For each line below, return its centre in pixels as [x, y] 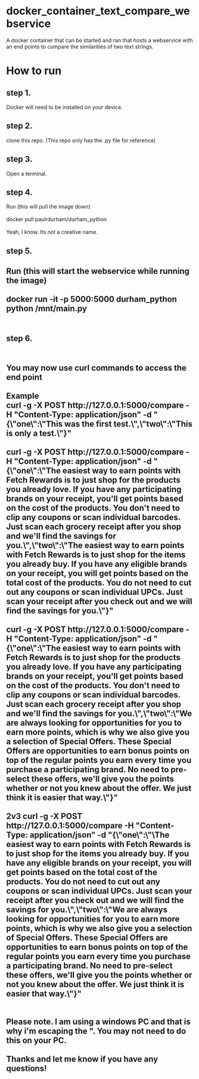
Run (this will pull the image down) [49, 207]
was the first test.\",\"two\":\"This [128, 424]
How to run [34, 71]
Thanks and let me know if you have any [82, 1059]
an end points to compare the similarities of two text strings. [80, 47]
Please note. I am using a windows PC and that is [98, 1021]
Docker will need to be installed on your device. [65, 107]
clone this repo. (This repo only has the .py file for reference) [81, 140]
